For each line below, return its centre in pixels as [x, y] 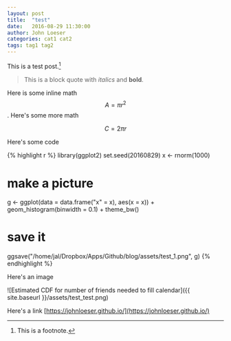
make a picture [51, 183]
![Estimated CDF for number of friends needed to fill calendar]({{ [99, 290]
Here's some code [33, 142]
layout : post [26, 13]
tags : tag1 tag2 [30, 45]
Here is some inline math [42, 93]
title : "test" [29, 20]
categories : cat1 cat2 [40, 39]
